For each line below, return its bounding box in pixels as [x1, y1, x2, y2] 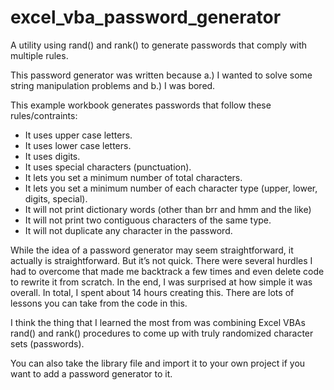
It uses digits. [24, 150, 81, 162]
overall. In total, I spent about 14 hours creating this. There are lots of [10, 286, 295, 298]
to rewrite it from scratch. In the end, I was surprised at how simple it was [10, 276, 313, 288]
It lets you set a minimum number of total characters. [24, 171, 243, 183]
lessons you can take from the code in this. [10, 297, 188, 309]
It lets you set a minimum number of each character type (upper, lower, [24, 182, 318, 194]
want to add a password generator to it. [10, 367, 173, 380]
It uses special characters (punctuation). [24, 161, 192, 173]
